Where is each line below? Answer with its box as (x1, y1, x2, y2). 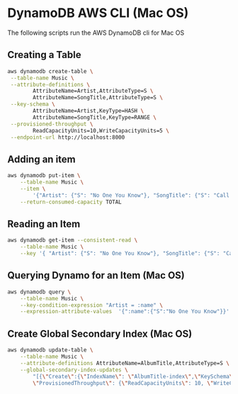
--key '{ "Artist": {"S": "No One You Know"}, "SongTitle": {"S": (20, 250, 220, 257)
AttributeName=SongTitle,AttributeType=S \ (33, 94, 163, 101)
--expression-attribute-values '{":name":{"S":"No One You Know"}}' (20, 308, 230, 315)
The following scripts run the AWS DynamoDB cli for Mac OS (7, 28, 185, 37)
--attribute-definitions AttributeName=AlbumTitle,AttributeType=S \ (20, 359, 230, 366)
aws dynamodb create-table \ (7, 67, 93, 75)
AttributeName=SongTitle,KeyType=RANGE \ (33, 113, 157, 121)
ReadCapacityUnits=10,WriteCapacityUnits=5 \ (33, 127, 170, 134)
